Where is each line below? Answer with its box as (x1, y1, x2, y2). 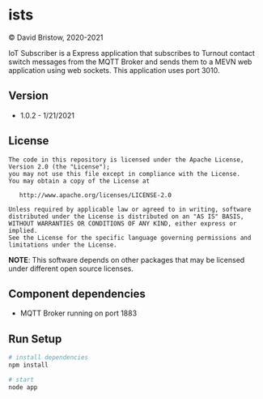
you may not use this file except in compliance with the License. (8, 169, 241, 178)
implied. (8, 226, 38, 234)
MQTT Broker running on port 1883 (19, 308, 138, 318)
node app (8, 383, 38, 391)
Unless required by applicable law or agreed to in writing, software (8, 205, 252, 213)
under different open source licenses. (8, 264, 134, 273)
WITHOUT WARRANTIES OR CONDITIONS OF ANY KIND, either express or (8, 219, 237, 228)
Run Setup (8, 332, 62, 345)
